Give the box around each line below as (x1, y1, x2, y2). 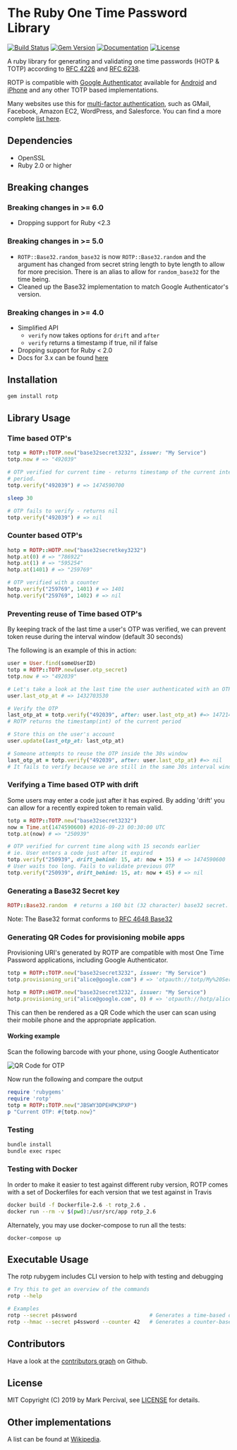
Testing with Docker (7, 1164, 78, 1174)
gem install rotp (7, 393, 59, 400)
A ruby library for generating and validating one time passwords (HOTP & (7, 56, 220, 65)
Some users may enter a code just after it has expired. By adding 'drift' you (7, 796, 225, 804)
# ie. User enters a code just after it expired (7, 849, 153, 857)
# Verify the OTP (7, 705, 59, 712)
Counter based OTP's (7, 531, 83, 541)
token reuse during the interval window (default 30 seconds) (7, 633, 183, 641)
